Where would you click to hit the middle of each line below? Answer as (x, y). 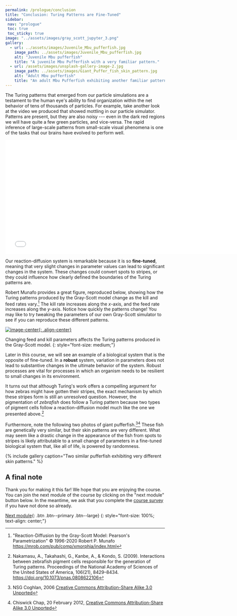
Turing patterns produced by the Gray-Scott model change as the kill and (82, 297)
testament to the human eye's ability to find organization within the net (79, 100)
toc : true (18, 29)
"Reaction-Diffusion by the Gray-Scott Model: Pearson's (71, 535)
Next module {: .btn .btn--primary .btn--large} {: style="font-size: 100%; (80, 515)
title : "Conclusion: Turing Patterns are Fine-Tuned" (63, 15)
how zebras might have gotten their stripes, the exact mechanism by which (84, 392)
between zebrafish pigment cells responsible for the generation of (82, 561)
